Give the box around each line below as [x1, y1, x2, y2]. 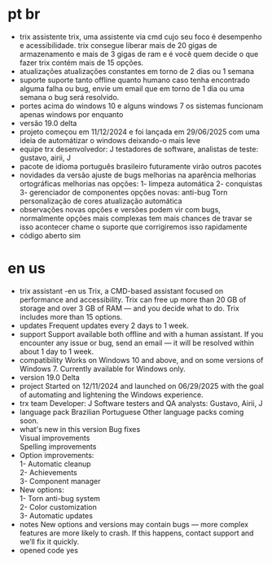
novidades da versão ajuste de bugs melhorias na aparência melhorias [19, 170, 257, 180]
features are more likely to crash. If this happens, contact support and [19, 528, 254, 538]
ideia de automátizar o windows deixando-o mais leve [19, 135, 201, 145]
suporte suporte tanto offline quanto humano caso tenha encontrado [19, 75, 250, 85]
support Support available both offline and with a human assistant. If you [19, 329, 264, 338]
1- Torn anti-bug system [19, 493, 101, 503]
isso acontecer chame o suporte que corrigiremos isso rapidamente [19, 221, 248, 232]
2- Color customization [19, 502, 97, 512]
